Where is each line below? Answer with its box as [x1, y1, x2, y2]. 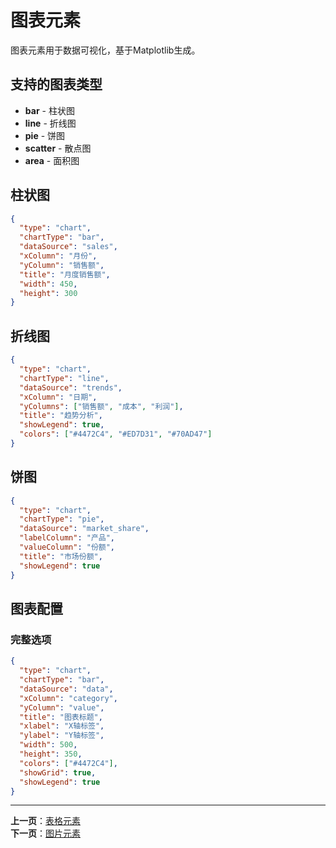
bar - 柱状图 [24, 104, 75, 116]
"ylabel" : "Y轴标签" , [19, 731, 105, 741]
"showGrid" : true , [19, 767, 97, 778]
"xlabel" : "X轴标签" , [19, 721, 105, 731]
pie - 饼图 [24, 129, 66, 141]
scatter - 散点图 [24, 142, 92, 154]
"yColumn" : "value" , [19, 702, 105, 713]
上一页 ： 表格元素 [10, 815, 81, 827]
